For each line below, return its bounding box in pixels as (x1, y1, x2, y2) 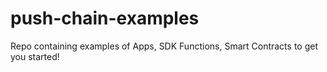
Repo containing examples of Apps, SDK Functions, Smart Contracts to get (10, 40, 318, 52)
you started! (10, 50, 60, 62)
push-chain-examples (10, 7, 200, 30)
